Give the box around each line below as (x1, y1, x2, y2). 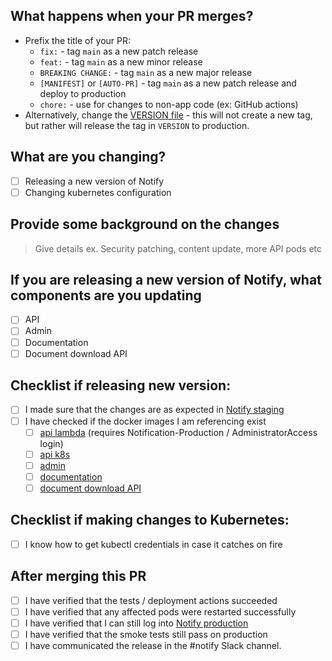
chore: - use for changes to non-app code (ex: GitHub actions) (39, 98, 299, 110)
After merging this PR (10, 568, 147, 585)
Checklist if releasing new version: (10, 377, 232, 394)
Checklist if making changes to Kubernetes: (10, 512, 290, 529)
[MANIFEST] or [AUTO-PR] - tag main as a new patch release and (39, 77, 297, 89)
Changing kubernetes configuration (24, 186, 172, 198)
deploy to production (39, 87, 127, 99)
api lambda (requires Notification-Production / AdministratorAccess (39, 426, 318, 438)
